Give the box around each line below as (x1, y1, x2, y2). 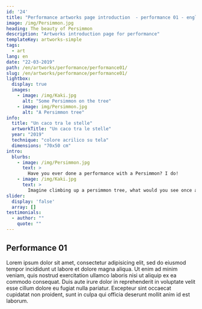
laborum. (6, 297, 29, 304)
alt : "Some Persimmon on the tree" (22, 98, 112, 104)
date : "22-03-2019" (6, 59, 55, 65)
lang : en (6, 53, 28, 59)
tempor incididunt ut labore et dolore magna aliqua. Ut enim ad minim (6, 265, 178, 272)
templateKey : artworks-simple (6, 37, 82, 43)
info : (6, 115, 20, 121)
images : (11, 87, 31, 93)
